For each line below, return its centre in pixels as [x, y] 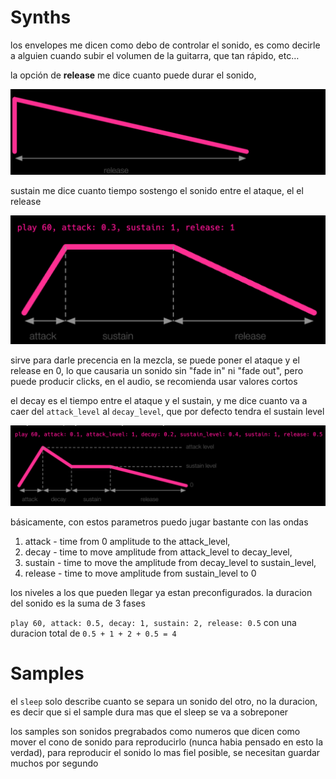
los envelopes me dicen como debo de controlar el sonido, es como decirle [165, 45]
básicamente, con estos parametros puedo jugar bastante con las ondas [159, 522]
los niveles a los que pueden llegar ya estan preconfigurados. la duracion [161, 592]
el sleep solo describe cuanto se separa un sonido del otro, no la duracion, [164, 701]
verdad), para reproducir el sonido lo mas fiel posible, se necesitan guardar [165, 752]
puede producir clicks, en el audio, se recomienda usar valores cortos [154, 381]
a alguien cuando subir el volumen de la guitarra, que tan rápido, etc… [155, 55]
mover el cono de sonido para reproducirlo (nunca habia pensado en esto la [167, 742]
